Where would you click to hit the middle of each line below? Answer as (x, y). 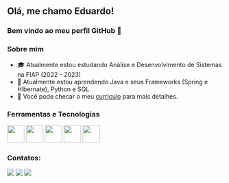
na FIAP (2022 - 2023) (49, 74)
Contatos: (24, 158)
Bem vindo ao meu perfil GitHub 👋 (64, 31)
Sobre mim (26, 49)
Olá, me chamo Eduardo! (61, 11)
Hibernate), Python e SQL (53, 89)
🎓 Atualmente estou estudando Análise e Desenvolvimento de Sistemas (119, 64)
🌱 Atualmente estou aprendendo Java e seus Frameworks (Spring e (112, 82)
